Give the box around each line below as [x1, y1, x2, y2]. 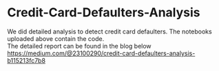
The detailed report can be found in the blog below [7, 42, 152, 50]
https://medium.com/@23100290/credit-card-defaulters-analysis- [7, 49, 196, 57]
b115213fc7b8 [7, 56, 46, 64]
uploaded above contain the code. [7, 34, 105, 42]
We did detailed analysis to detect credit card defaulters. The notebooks [7, 27, 212, 35]
